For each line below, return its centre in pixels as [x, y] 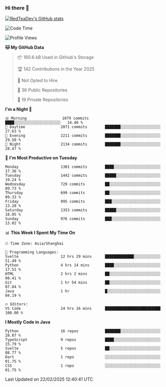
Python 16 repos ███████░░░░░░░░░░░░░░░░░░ [83, 331]
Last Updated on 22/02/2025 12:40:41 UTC [49, 379]
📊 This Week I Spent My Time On [40, 233]
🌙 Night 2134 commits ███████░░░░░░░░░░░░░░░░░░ [83, 145]
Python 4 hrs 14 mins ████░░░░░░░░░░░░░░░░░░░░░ [83, 265]
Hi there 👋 [17, 8]
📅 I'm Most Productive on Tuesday [41, 158]
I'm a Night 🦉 [19, 109]
